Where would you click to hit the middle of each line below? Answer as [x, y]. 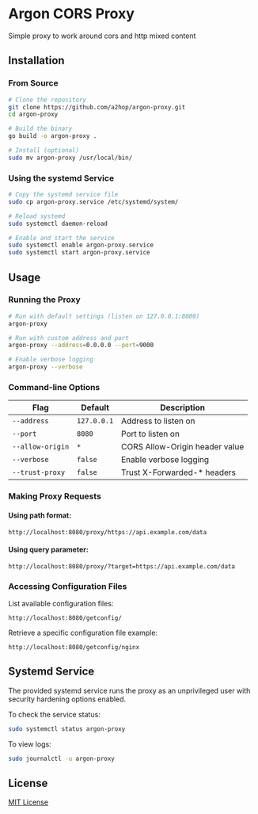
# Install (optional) [44, 151]
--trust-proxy [39, 473]
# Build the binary [40, 129]
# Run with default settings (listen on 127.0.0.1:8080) [104, 316]
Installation [36, 61]
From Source [33, 83]
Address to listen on [158, 421]
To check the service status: [54, 714]
